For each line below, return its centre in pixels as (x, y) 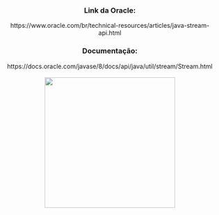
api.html (110, 33)
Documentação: (110, 51)
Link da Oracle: (110, 10)
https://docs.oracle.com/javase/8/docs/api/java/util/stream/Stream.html (110, 66)
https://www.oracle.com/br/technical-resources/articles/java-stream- (110, 26)
